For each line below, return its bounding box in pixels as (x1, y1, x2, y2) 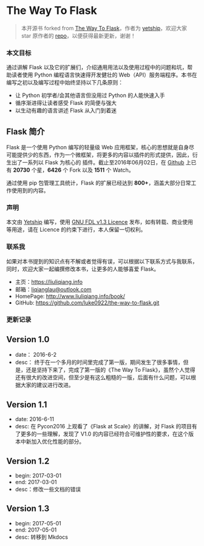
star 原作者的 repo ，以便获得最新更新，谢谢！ (21, 32, 137, 39)
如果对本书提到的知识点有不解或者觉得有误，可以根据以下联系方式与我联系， (6, 257, 198, 265)
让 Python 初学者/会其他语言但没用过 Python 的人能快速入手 (15, 92, 165, 99)
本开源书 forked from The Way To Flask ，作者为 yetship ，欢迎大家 (21, 24, 187, 32)
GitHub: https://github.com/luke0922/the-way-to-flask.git (15, 298, 160, 306)
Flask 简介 (6, 126, 46, 136)
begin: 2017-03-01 (15, 472, 62, 479)
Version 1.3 (6, 504, 50, 514)
